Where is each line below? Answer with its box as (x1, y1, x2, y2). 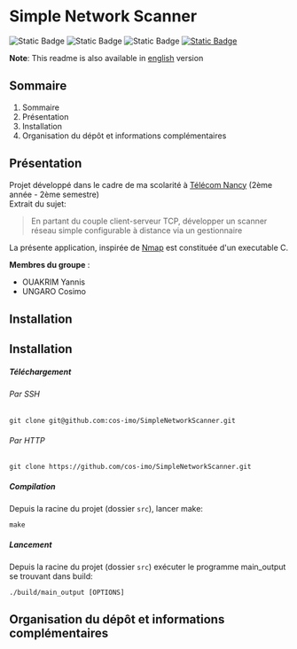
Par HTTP (9, 434, 46, 445)
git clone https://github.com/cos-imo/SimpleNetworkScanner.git (9, 463, 252, 472)
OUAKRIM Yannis (21, 277, 86, 287)
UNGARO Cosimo (21, 285, 87, 296)
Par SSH (9, 388, 41, 400)
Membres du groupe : (9, 259, 90, 270)
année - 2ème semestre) (9, 189, 100, 199)
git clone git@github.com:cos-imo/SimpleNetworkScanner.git (9, 416, 237, 425)
